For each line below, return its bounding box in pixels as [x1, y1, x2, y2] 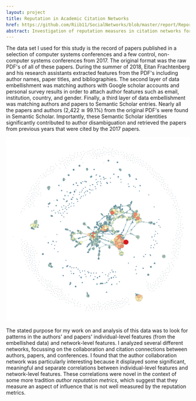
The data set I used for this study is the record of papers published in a [6, 44, 177, 52]
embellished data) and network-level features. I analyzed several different [6, 340, 184, 347]
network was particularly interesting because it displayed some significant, [6, 358, 186, 365]
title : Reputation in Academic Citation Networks [6, 15, 129, 22]
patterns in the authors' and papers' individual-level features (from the [6, 333, 176, 340]
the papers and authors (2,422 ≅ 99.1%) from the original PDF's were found [6, 107, 188, 114]
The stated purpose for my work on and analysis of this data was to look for [6, 327, 188, 334]
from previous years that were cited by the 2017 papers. [6, 126, 141, 133]
